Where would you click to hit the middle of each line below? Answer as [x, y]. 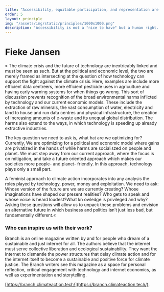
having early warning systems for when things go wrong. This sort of [75, 92]
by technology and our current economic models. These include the [74, 102]
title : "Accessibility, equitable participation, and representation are [82, 10]
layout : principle [24, 19]
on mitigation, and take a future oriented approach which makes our [73, 159]
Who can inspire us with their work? [49, 228]
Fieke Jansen [33, 52]
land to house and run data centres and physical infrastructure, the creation [81, 113]
